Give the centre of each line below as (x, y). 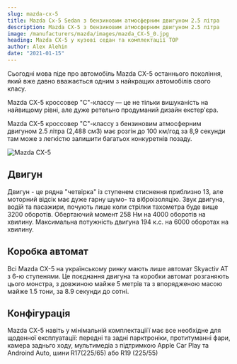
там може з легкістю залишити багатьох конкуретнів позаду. (100, 138)
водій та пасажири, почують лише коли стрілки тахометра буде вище (113, 207)
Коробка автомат (48, 252)
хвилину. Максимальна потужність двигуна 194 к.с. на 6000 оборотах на (118, 222)
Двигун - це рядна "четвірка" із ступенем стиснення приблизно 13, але (116, 191)
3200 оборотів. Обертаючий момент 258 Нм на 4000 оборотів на (107, 214)
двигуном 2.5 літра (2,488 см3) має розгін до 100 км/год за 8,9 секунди (116, 131)
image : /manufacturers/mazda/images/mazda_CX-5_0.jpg (88, 34)
